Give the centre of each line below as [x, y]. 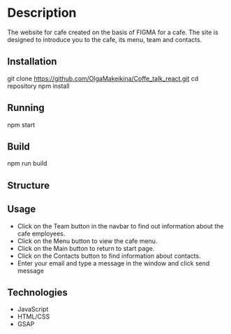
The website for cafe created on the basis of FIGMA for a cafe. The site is [113, 32]
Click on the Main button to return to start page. [86, 248]
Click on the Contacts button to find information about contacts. [109, 256]
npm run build [27, 164]
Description [42, 13]
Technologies [38, 292]
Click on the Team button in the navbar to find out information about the [120, 226]
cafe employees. [41, 233]
